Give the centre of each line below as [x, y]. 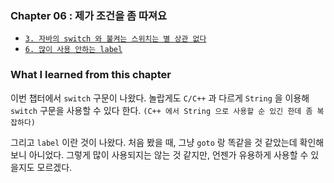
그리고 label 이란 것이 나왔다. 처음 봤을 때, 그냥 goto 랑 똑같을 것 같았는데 [154, 142]
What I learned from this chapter [91, 75]
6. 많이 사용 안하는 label [73, 50]
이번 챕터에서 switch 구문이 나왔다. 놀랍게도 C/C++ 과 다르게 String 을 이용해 [160, 98]
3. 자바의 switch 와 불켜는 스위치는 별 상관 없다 [115, 39]
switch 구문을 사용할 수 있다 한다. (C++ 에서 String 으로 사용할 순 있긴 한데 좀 [161, 110]
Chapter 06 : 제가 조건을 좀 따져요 [89, 15]
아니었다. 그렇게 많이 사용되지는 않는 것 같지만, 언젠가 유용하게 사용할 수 [168, 154]
